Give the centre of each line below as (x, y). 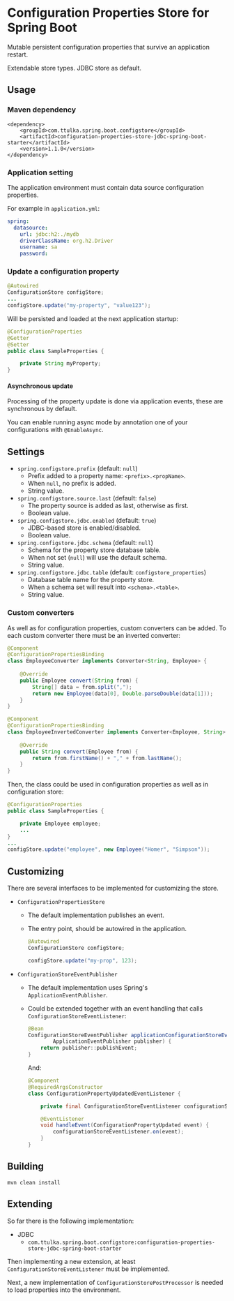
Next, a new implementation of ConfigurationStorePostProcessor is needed (115, 1282)
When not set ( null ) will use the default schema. (97, 558)
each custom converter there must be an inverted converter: (94, 635)
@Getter (18, 338)
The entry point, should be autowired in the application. (107, 929)
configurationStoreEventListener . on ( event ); (118, 1132)
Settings (26, 452)
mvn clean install (34, 1182)
